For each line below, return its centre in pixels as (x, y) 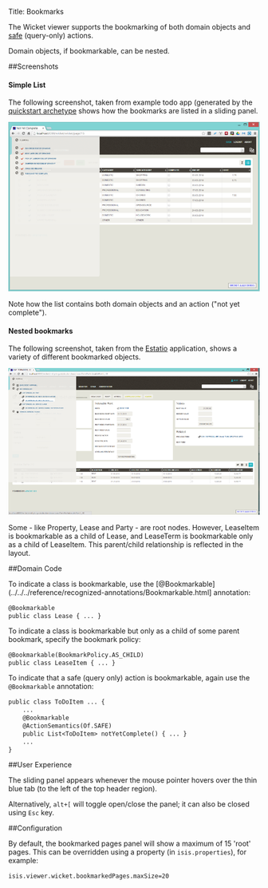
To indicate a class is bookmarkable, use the (81, 584)
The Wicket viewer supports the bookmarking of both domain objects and (130, 27)
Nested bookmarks (41, 331)
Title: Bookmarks (36, 12)
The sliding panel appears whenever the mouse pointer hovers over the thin (133, 780)
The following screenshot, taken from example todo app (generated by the (130, 102)
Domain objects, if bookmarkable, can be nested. (89, 51)
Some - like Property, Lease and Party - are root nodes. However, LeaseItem (134, 528)
